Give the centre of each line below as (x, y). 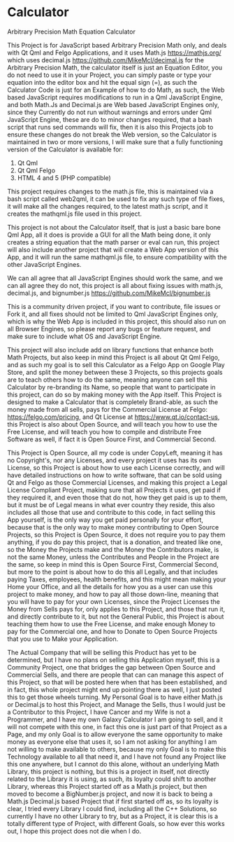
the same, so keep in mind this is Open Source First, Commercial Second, (113, 564)
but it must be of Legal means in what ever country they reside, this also (111, 504)
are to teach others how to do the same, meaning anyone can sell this (107, 380)
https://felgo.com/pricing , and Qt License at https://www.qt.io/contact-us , (114, 417)
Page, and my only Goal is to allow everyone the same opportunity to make (115, 734)
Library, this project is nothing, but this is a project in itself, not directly (108, 771)
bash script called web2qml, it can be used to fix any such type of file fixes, (116, 199)
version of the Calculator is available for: (65, 149)
